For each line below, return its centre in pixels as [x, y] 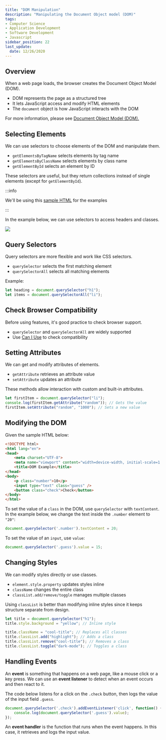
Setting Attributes [33, 352]
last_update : [19, 47]
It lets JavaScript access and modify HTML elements [66, 104]
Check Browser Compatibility [51, 310]
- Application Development [33, 28]
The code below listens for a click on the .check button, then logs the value [82, 694]
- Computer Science [25, 24]
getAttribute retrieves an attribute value [53, 374]
